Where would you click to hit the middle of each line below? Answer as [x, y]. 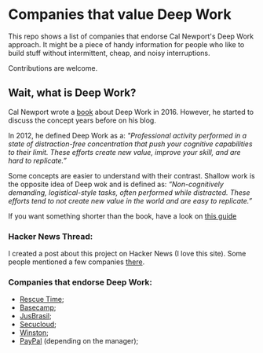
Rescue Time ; [42, 300]
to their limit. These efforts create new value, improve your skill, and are [124, 152]
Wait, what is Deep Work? [72, 93]
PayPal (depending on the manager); [79, 341]
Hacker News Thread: [51, 236]
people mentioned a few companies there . [77, 262]
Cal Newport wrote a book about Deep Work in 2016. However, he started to [131, 112]
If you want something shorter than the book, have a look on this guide [122, 216]
